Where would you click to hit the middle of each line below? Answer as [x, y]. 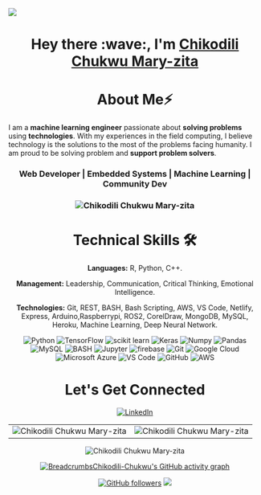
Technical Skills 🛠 [135, 240]
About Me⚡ [135, 100]
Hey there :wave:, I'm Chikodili [135, 45]
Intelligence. [135, 292]
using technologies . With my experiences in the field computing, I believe [130, 136]
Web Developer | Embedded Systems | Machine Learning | [135, 174]
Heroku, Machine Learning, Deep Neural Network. [135, 325]
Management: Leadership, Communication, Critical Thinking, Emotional [135, 283]
